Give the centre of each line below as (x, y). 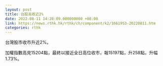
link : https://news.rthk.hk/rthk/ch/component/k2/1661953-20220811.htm (80, 23)
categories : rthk (23, 28)
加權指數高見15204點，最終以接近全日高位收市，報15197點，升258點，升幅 (81, 53)
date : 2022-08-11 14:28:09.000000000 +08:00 (52, 19)
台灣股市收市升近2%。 (28, 43)
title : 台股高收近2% (24, 14)
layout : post (19, 10)
